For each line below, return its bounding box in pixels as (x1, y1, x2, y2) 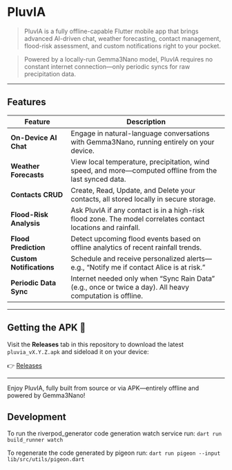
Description (126, 117, 166, 126)
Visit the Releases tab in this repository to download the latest (7, 340, 184, 348)
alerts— (186, 254, 212, 263)
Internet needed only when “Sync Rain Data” (70, 274, 215, 283)
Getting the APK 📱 (7, 322, 86, 334)
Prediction (10, 243, 46, 252)
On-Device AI (10, 133, 57, 142)
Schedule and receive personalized (70, 254, 185, 263)
